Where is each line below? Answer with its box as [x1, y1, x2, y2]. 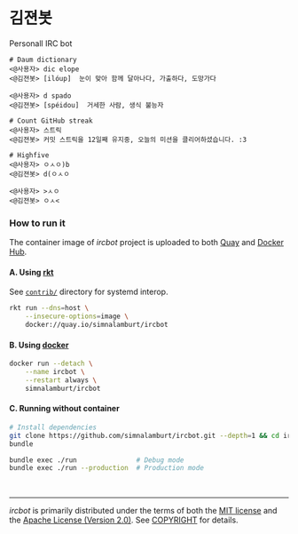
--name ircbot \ [25, 368, 86, 377]
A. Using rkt [9, 267, 54, 277]
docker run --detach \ [9, 359, 93, 369]
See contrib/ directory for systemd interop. [9, 286, 169, 298]
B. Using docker [9, 339, 69, 350]
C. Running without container [9, 403, 120, 414]
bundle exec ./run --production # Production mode [9, 464, 204, 473]
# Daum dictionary [9, 55, 77, 64]
